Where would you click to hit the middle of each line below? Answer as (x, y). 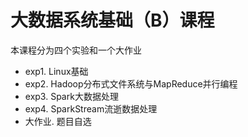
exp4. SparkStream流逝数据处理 (91, 108)
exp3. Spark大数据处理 (71, 96)
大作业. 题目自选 (58, 121)
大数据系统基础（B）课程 (112, 20)
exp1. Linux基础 (56, 71)
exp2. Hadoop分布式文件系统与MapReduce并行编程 (131, 83)
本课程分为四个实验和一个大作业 (76, 50)
